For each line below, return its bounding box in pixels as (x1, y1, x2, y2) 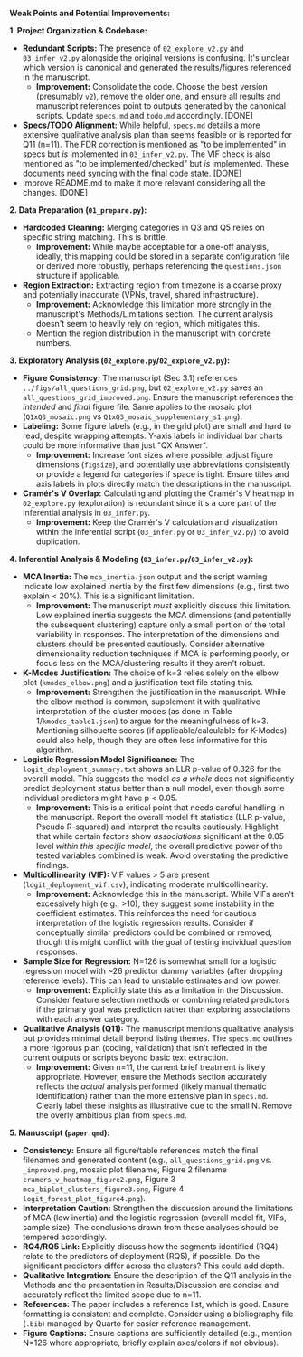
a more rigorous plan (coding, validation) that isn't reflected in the (22, 1043, 268, 1053)
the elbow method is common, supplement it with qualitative (35, 696, 260, 707)
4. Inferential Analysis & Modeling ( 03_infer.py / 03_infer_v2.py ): (9, 554, 254, 564)
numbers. (35, 338, 72, 348)
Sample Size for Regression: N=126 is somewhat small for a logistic (22, 956, 277, 967)
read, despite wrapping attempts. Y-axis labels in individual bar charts (22, 430, 283, 441)
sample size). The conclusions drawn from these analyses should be (22, 1222, 279, 1232)
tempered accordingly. (22, 1231, 107, 1242)
